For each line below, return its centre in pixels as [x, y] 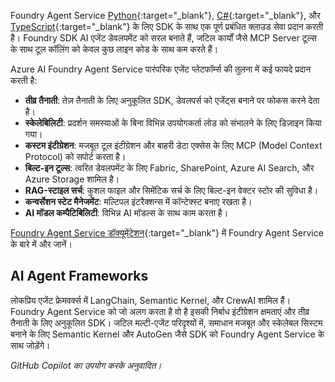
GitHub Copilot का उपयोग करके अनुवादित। [86, 365]
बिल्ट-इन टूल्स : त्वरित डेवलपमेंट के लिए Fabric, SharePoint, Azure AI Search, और [169, 168]
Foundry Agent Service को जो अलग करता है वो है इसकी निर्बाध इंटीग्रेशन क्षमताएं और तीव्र [160, 311]
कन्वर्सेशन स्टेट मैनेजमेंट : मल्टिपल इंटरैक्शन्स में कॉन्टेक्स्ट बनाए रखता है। [138, 201]
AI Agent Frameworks [79, 276]
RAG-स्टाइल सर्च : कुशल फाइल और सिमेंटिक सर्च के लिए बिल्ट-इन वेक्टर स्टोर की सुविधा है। [171, 190]
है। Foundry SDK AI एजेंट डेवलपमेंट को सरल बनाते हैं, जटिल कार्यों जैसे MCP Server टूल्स [163, 38]
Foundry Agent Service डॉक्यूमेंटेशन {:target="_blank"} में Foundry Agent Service [167, 233]
